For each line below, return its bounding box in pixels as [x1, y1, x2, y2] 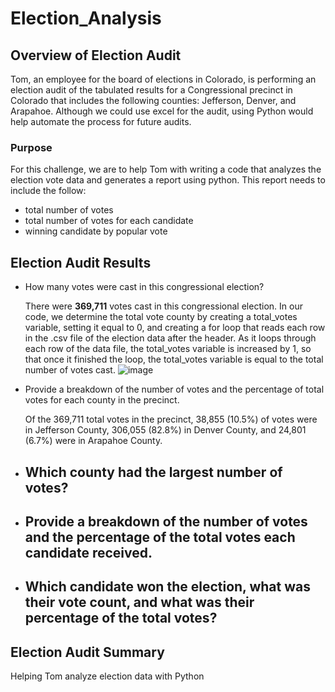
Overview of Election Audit [10, 47, 182, 64]
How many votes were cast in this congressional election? [24, 281, 265, 293]
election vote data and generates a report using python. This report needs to [10, 174, 326, 186]
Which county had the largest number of [24, 463, 283, 481]
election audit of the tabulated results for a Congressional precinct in [10, 84, 293, 96]
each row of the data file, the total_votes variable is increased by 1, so [24, 343, 312, 355]
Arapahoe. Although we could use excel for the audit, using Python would [10, 105, 314, 117]
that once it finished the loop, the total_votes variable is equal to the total [24, 353, 324, 366]
